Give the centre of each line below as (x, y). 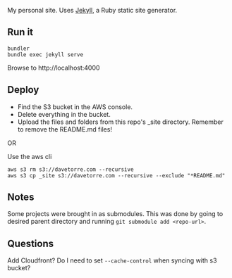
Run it (20, 32)
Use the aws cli (30, 156)
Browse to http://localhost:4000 (54, 68)
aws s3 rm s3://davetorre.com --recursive (71, 169)
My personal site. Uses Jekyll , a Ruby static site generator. (92, 10)
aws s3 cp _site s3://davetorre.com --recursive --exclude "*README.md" (116, 175)
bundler (19, 49)
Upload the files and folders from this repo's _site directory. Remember (120, 122)
